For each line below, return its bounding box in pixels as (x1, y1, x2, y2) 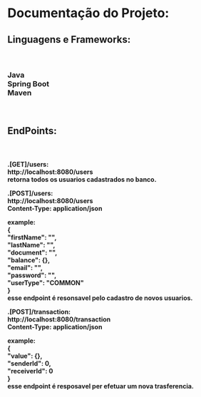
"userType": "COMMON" (7, 278, 84, 287)
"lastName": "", (7, 240, 56, 249)
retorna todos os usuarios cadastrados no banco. (7, 175, 157, 183)
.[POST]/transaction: (7, 307, 71, 316)
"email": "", (7, 263, 43, 272)
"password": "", (7, 271, 57, 279)
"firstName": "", (7, 233, 57, 242)
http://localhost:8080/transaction (7, 315, 111, 324)
